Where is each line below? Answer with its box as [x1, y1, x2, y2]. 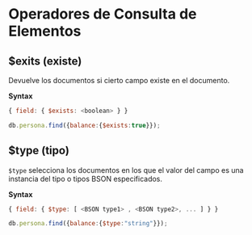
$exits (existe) [8, 54, 82, 68]
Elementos [8, 22, 82, 40]
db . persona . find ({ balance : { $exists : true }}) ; [8, 121, 161, 129]
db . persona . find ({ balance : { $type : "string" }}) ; [8, 220, 168, 228]
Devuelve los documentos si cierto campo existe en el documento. [8, 76, 230, 85]
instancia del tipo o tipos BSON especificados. [8, 174, 163, 183]
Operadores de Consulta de [8, 5, 197, 23]
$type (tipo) [8, 144, 70, 157]
